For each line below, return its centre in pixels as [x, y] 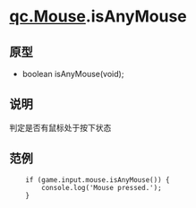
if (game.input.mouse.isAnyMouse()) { [98, 180]
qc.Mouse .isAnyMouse [98, 17]
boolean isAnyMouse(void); [73, 74]
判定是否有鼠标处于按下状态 [60, 127]
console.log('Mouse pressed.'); [102, 187]
